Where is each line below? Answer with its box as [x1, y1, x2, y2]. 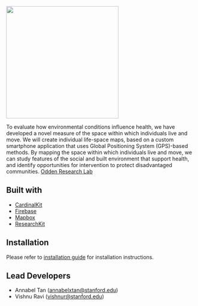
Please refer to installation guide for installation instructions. [6, 253, 154, 260]
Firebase [14, 207, 37, 214]
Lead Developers [6, 271, 71, 281]
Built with [6, 185, 42, 195]
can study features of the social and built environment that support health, [6, 155, 190, 162]
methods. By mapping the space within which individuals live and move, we [6, 149, 193, 156]
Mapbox [14, 214, 36, 221]
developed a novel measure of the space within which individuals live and [6, 130, 188, 137]
